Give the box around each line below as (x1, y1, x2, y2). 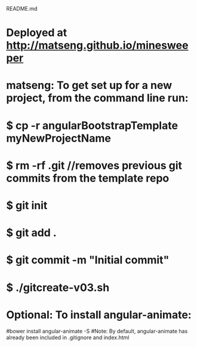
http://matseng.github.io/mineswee (6, 39, 189, 53)
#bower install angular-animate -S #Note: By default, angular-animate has (6, 328, 188, 335)
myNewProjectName (6, 131, 112, 145)
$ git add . (6, 226, 57, 239)
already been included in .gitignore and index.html (6, 334, 130, 341)
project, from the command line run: (6, 91, 189, 105)
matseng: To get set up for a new (6, 79, 173, 92)
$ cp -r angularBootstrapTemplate (6, 119, 178, 132)
